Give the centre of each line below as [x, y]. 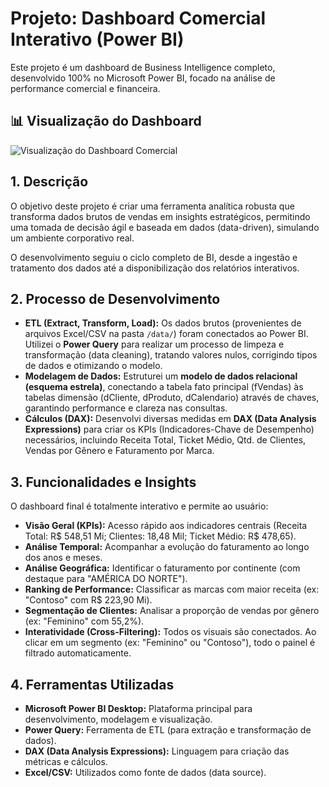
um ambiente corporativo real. [72, 238]
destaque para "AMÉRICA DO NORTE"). [106, 579]
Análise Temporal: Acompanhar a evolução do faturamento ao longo [167, 547]
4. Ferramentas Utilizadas [92, 684]
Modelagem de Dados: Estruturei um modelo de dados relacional [161, 376]
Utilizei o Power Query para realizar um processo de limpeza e [154, 344]
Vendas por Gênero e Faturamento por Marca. [119, 451]
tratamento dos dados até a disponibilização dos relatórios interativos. [155, 268]
